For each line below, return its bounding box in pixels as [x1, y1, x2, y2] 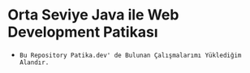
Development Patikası [7, 23, 158, 41]
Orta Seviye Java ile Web [7, 6, 179, 24]
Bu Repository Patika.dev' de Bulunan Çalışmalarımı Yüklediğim [19, 51, 242, 59]
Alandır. [19, 58, 50, 67]
